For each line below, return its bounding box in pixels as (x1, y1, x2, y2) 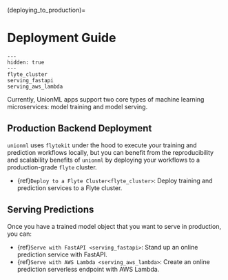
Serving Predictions (7, 204, 94, 216)
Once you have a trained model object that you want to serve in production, (7, 222, 222, 230)
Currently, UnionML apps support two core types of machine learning (7, 95, 205, 103)
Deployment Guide (7, 30, 116, 46)
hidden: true (7, 59, 45, 66)
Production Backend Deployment (7, 122, 152, 134)
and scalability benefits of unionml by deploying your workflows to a (7, 156, 200, 164)
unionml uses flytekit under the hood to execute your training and (7, 141, 198, 149)
